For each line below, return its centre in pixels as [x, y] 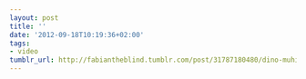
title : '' [28, 26]
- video [24, 52]
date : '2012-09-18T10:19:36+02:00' [77, 35]
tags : [20, 43]
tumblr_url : [32, 60]
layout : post [34, 18]
